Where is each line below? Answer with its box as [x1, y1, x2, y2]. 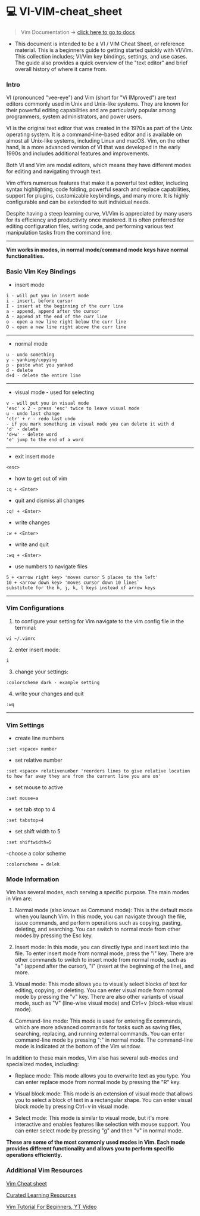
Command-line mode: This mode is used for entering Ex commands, [14, 1017, 183, 1024]
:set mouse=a [6, 795, 39, 802]
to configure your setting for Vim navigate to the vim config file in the [14, 617, 185, 624]
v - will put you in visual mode [6, 400, 89, 406]
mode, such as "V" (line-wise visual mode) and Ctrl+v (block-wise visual [14, 999, 193, 1006]
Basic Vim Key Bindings [6, 267, 76, 276]
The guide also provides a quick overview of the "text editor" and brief [14, 59, 188, 66]
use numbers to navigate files [14, 562, 88, 570]
